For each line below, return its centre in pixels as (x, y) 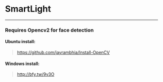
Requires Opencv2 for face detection (49, 30)
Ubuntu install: (20, 42)
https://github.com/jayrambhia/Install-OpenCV (63, 52)
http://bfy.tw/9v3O (36, 74)
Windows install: (22, 64)
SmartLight (28, 9)
